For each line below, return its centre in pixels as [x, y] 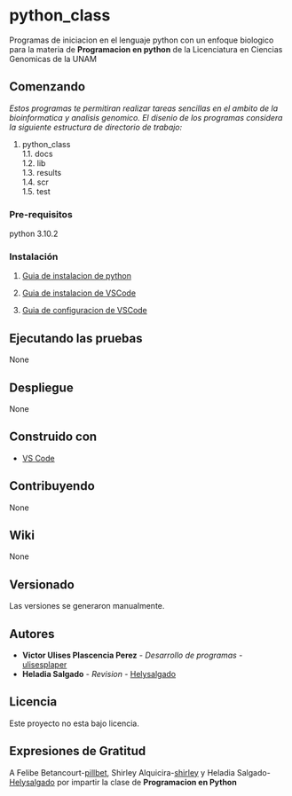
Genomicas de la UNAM [53, 59]
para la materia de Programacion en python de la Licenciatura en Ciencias [146, 49]
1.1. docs [37, 154]
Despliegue [41, 387]
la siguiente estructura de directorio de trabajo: [96, 127]
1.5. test [36, 191]
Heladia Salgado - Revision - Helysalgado [99, 674]
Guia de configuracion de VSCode [85, 311]
